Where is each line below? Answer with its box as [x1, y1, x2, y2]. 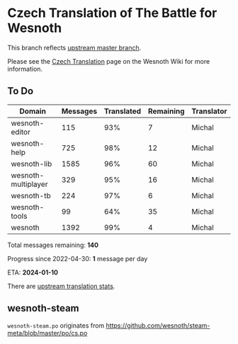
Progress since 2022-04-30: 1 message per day [7, 254, 148, 263]
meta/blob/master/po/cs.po [7, 328, 88, 337]
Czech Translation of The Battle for [7, 5, 217, 21]
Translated [103, 106, 142, 116]
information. [7, 64, 43, 73]
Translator [191, 106, 227, 116]
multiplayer [11, 179, 48, 189]
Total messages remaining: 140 [7, 241, 99, 249]
